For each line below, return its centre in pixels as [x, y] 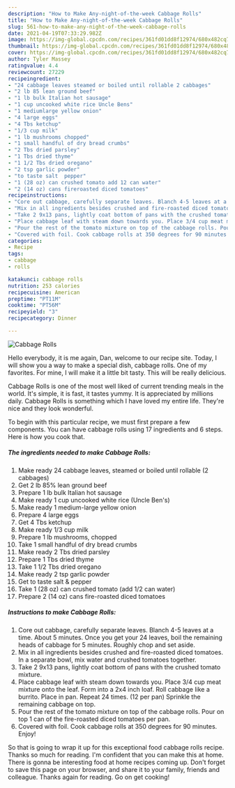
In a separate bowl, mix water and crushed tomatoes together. [107, 660]
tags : [16, 254]
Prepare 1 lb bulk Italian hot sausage [70, 492]
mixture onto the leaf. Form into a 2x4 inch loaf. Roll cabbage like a [114, 689]
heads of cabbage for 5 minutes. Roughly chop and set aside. [107, 645]
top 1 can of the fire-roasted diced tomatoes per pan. [94, 719]
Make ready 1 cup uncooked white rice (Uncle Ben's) [94, 500]
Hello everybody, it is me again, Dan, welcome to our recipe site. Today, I [113, 357]
